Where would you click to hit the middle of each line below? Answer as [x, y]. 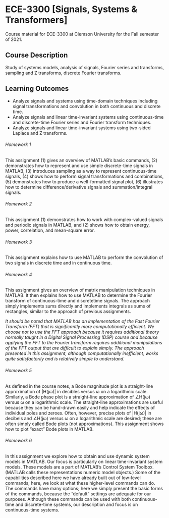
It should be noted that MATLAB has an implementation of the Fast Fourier [83, 321]
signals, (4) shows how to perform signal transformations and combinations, [84, 176]
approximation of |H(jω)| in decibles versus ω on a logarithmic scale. [76, 391]
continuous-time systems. [32, 510]
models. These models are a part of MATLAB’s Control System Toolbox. [79, 467]
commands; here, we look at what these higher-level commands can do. [80, 483]
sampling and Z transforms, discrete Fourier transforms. [64, 73]
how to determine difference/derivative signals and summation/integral [79, 187]
